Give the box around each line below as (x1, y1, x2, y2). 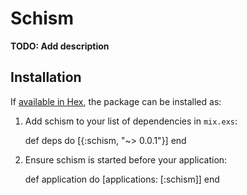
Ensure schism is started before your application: (24, 153, 228, 166)
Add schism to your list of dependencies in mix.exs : (24, 115, 238, 127)
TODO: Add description (10, 40, 110, 52)
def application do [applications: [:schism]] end (24, 173, 220, 185)
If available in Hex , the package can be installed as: (10, 95, 222, 107)
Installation (10, 69, 82, 86)
